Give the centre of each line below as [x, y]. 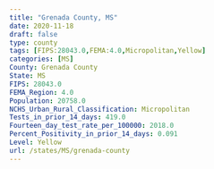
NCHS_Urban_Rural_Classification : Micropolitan [100, 109]
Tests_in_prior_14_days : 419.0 [68, 117]
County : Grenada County [54, 68]
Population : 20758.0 [48, 101]
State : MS [28, 76]
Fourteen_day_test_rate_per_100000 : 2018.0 [92, 126]
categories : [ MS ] [42, 59]
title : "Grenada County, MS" [64, 17]
